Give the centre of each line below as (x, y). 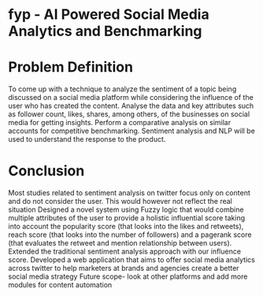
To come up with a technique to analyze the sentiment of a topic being (122, 89)
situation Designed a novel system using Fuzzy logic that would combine (126, 209)
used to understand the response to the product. (87, 139)
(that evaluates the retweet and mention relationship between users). (120, 243)
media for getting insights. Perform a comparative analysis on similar (119, 123)
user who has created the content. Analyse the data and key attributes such (131, 106)
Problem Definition (71, 67)
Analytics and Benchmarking (105, 31)
